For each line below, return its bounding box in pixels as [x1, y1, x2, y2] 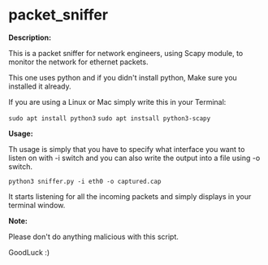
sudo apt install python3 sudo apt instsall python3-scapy [8, 114, 211, 123]
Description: [8, 33, 51, 42]
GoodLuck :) [8, 247, 50, 257]
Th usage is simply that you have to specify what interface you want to [8, 144, 245, 154]
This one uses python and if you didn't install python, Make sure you [8, 72, 237, 82]
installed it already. [8, 81, 71, 91]
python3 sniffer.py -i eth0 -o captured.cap [8, 177, 162, 185]
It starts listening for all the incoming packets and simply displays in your [8, 191, 252, 201]
